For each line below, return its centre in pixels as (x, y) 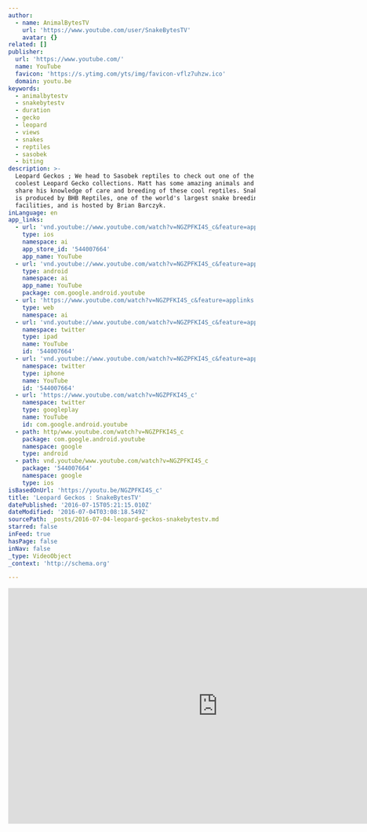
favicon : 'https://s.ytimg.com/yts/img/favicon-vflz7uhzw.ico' (120, 74)
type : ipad (40, 337)
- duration (33, 111)
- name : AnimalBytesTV (52, 23)
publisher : (26, 52)
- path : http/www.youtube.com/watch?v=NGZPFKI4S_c (100, 432)
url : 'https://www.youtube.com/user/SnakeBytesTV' (107, 30)
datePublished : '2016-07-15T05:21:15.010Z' (80, 505)
